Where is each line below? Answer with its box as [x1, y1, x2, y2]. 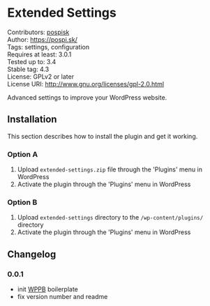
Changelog [7, 248, 57, 260]
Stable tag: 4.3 [7, 65, 50, 73]
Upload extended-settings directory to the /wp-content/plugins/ [17, 213, 204, 222]
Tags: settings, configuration [7, 43, 90, 51]
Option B [7, 197, 38, 207]
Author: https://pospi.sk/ [7, 35, 78, 43]
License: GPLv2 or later [7, 72, 75, 81]
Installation [7, 114, 57, 125]
